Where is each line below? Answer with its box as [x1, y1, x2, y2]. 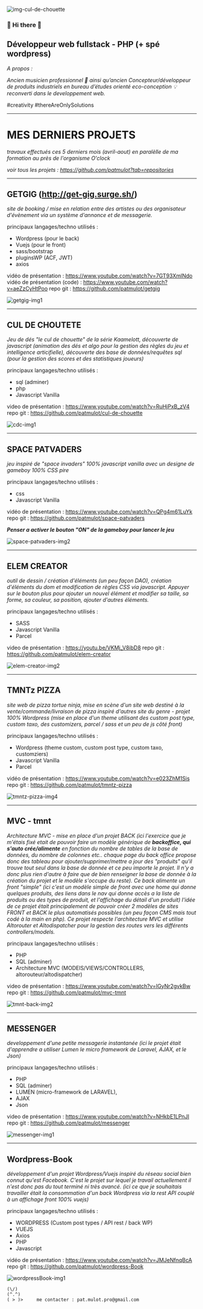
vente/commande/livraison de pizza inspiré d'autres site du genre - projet [7, 707, 190, 714]
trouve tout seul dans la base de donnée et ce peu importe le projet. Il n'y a [7, 864, 194, 871]
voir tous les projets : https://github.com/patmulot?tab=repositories [7, 166, 174, 173]
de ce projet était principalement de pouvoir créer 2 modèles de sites [7, 902, 179, 910]
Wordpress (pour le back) [15, 235, 80, 242]
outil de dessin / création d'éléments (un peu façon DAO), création [7, 576, 172, 584]
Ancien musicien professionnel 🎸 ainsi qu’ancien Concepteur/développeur [7, 76, 191, 84]
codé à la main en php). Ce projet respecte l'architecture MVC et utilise [7, 915, 184, 923]
